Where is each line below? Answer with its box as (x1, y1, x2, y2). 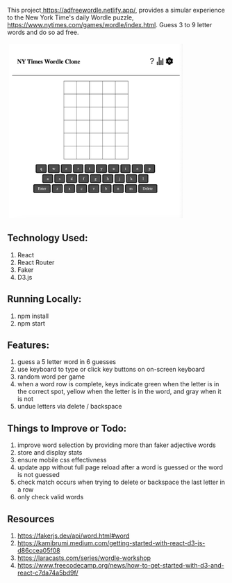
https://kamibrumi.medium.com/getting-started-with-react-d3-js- (17, 539, 206, 547)
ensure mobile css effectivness (17, 456, 107, 464)
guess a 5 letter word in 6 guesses (17, 358, 117, 366)
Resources (7, 513, 55, 525)
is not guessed (17, 471, 60, 479)
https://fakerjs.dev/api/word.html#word (17, 531, 130, 540)
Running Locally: (7, 293, 82, 305)
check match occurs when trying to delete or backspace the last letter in (17, 478, 226, 487)
